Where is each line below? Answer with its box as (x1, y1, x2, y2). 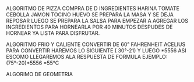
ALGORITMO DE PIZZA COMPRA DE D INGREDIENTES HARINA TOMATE (6, 5, 179, 12)
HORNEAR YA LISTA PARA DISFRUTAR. (6, 30, 100, 37)
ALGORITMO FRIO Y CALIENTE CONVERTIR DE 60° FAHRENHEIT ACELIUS (6, 41, 186, 48)
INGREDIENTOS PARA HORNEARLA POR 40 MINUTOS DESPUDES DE (6, 23, 173, 30)
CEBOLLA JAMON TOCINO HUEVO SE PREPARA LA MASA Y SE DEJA (6, 11, 174, 18)
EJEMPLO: (142, 54, 168, 60)
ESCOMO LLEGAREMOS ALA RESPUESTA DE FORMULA (6, 54, 142, 60)
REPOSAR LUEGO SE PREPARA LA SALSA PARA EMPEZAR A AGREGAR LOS (6, 17, 188, 24)
